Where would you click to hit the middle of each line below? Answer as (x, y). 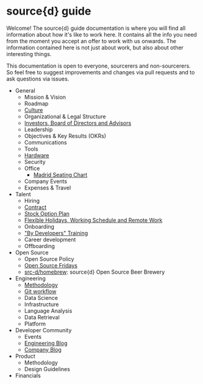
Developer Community (43, 330)
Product (25, 356)
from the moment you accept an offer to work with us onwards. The (91, 41)
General (25, 90)
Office (32, 168)
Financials (28, 375)
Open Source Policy (49, 259)
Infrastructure (41, 304)
